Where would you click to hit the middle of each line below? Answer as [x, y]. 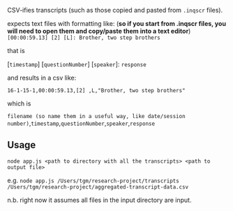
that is [16, 51]
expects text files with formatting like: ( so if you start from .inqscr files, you [117, 23]
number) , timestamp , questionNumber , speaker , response [81, 123]
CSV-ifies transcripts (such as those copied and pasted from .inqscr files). [115, 10]
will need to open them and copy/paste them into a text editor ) [99, 31]
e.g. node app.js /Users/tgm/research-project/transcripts [93, 180]
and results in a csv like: [42, 78]
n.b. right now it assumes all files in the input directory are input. [99, 200]
